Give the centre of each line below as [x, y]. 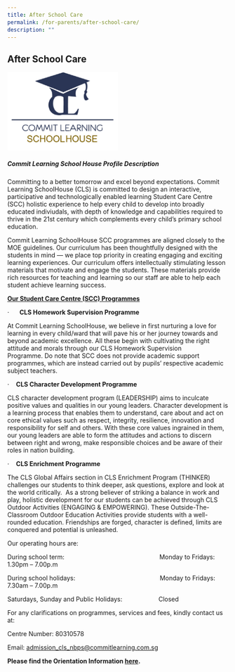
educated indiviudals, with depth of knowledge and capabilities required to [115, 212]
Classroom [23, 515]
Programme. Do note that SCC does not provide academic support [103, 356]
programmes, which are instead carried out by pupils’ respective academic [115, 363]
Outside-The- [190, 507]
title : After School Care [45, 15]
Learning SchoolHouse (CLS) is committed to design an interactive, [105, 189]
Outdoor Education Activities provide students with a [116, 515]
